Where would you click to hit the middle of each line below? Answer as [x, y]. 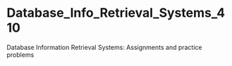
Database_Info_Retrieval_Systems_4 [116, 13]
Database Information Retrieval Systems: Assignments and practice [104, 47]
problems [20, 55]
